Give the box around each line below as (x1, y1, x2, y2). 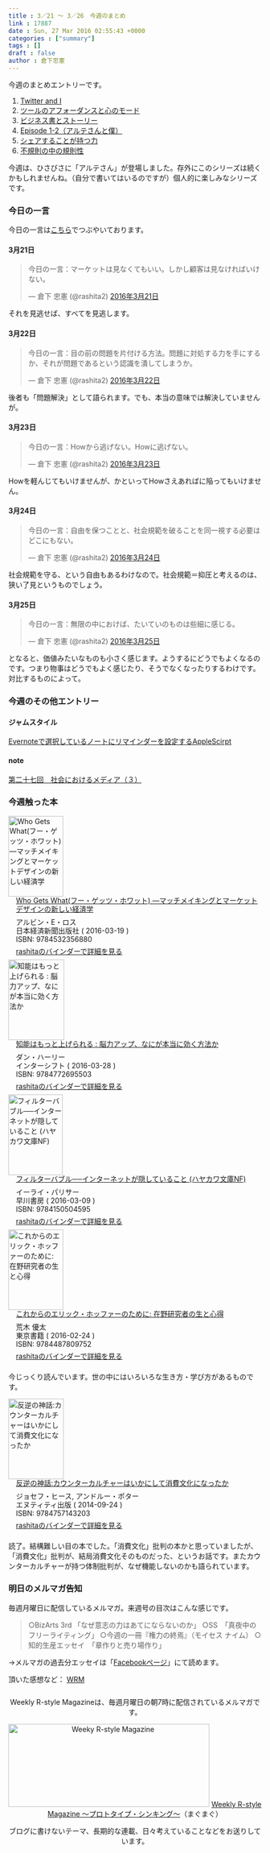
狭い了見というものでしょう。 (8, 579, 107, 589)
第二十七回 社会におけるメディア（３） (8, 774, 142, 784)
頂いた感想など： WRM (8, 1674, 85, 1684)
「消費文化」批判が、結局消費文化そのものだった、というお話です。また (8, 1551, 247, 1561)
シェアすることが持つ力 (19, 135, 98, 145)
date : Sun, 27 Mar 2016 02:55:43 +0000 (8, 27, 146, 35)
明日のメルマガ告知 (8, 1583, 83, 1594)
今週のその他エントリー (8, 696, 99, 707)
